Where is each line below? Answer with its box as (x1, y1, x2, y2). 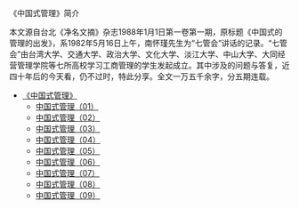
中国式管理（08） (35, 179, 101, 189)
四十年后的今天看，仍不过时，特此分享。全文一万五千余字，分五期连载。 (9, 71, 274, 82)
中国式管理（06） (35, 157, 101, 167)
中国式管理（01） (35, 101, 100, 111)
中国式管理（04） (35, 134, 101, 145)
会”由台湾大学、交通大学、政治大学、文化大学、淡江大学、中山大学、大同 (9, 49, 279, 60)
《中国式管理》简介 (9, 8, 80, 18)
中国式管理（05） (35, 146, 101, 156)
